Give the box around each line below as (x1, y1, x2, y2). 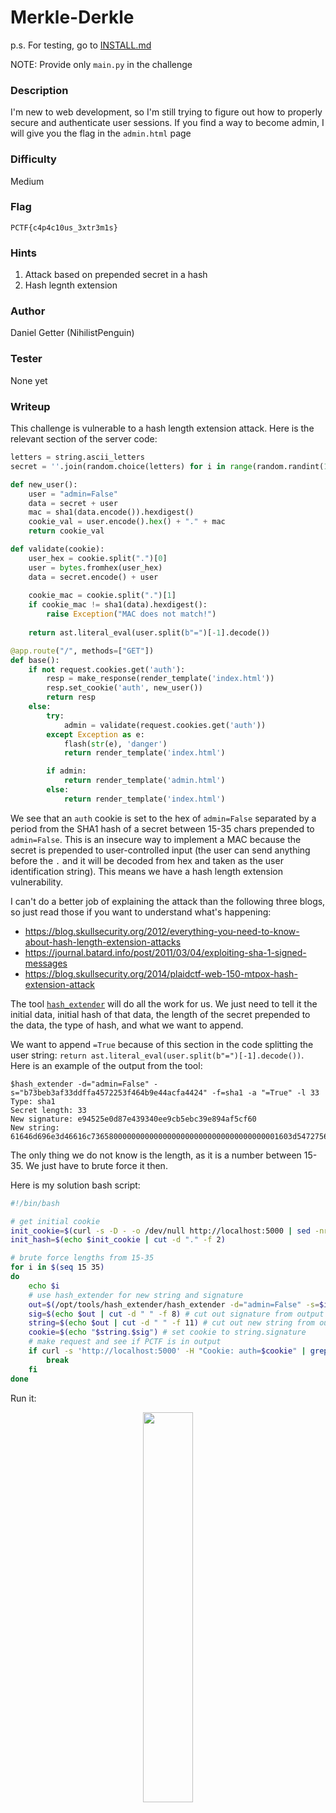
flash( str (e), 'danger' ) (63, 739, 168, 749)
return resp (46, 692, 97, 703)
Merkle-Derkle (10, 6, 135, 29)
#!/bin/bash (10, 1198, 60, 1208)
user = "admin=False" (28, 489, 118, 499)
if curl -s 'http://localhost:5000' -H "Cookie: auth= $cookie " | (28, 1346, 307, 1356)
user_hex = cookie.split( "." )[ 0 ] (28, 553, 168, 563)
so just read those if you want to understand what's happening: (10, 906, 272, 918)
